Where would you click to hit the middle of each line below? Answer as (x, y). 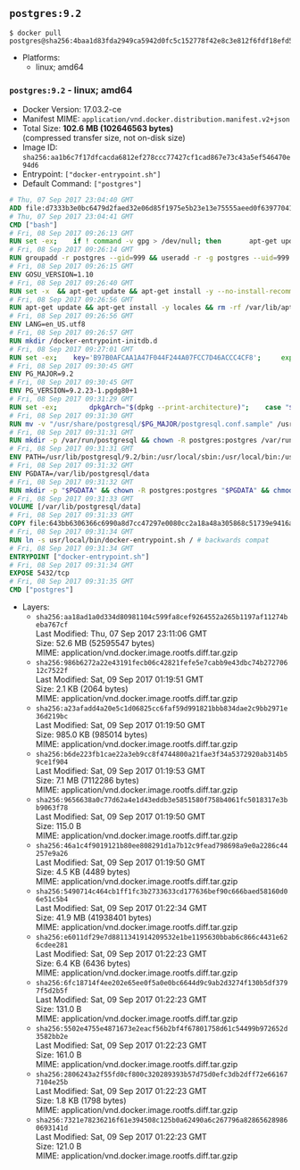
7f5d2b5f (52, 991)
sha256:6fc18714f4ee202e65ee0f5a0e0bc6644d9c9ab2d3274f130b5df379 (162, 983)
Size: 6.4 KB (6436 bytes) (83, 964)
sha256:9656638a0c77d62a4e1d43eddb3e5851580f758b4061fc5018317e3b (162, 801)
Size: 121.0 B (58, 1147)
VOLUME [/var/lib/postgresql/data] (75, 507)
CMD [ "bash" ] (33, 225)
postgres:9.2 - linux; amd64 (71, 90)
